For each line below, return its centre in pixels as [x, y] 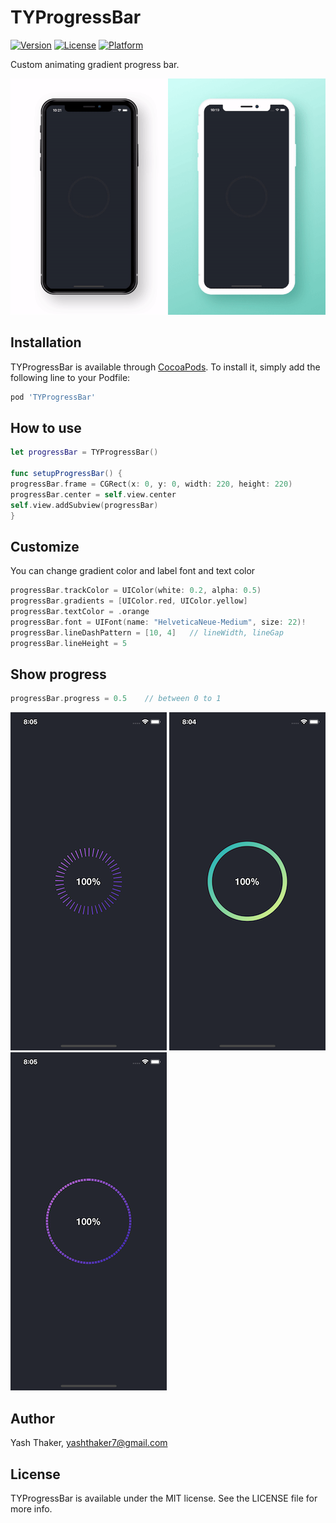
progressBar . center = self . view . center [93, 494]
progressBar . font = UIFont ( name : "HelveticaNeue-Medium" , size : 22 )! [158, 622]
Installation [46, 342]
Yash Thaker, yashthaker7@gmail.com [89, 1443]
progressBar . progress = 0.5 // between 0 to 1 [116, 699]
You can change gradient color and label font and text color [133, 571]
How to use [46, 428]
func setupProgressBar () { [66, 474]
